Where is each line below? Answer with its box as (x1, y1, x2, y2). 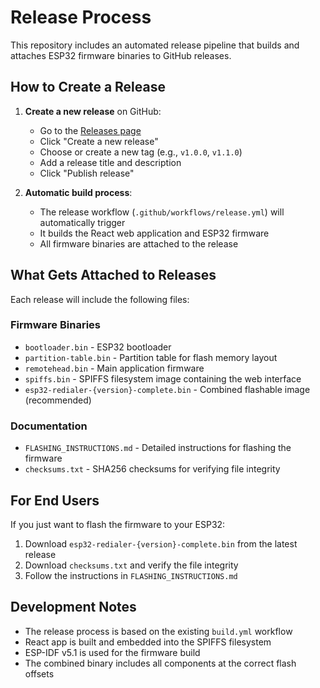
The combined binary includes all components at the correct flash (24, 657, 297, 669)
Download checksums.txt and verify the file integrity (24, 559, 239, 571)
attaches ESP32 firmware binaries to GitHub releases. (10, 49, 232, 61)
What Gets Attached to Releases (10, 267, 217, 284)
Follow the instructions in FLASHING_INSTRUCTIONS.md (24, 569, 238, 581)
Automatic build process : (24, 186, 133, 198)
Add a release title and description (39, 156, 182, 168)
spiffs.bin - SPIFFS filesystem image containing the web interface (24, 372, 302, 385)
